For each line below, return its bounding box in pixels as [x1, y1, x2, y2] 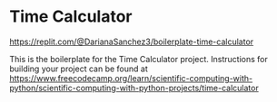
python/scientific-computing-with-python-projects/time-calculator [9, 82, 259, 93]
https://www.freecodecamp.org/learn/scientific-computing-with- [9, 72, 252, 83]
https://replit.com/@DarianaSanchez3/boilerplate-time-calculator [9, 36, 254, 47]
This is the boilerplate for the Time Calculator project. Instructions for [9, 53, 268, 64]
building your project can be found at [9, 63, 148, 74]
